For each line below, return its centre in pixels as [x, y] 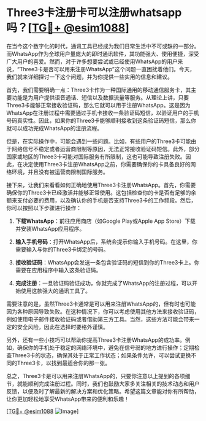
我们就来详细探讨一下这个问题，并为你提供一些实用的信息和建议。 [90, 77]
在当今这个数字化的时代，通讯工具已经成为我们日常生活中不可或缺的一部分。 [103, 46]
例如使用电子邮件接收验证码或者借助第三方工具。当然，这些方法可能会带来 [100, 319]
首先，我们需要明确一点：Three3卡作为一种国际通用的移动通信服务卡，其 [99, 90]
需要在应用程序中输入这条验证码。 [58, 270]
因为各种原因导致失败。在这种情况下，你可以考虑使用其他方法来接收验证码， [103, 311]
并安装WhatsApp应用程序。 [50, 228]
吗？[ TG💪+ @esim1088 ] [68, 28]
